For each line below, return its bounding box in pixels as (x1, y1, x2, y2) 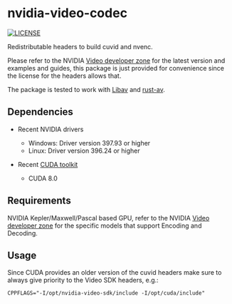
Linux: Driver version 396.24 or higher (28, 146, 140, 155)
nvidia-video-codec (7, 5, 128, 21)
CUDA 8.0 (28, 173, 58, 183)
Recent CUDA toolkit (17, 160, 78, 168)
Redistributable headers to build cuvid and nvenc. (7, 42, 153, 51)
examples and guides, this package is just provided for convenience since (7, 64, 224, 72)
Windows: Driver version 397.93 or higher (28, 138, 151, 147)
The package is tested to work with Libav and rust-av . (7, 85, 165, 93)
